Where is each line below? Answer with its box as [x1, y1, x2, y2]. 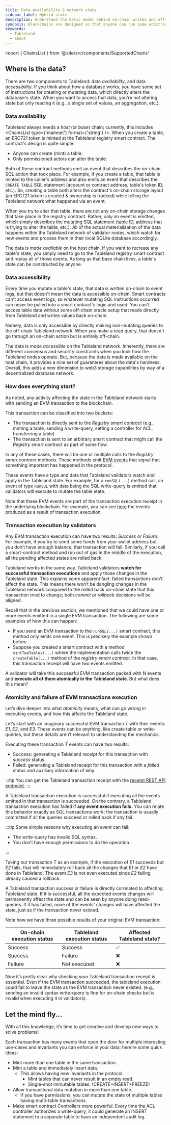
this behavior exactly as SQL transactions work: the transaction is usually [5, 809, 159, 815]
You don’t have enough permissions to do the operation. [12, 840, 131, 846]
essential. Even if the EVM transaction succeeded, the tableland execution [5, 979, 161, 985]
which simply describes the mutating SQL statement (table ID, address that [5, 219, 162, 225]
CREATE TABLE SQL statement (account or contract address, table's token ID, [5, 181, 164, 188]
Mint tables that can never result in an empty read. [27, 1076, 134, 1082]
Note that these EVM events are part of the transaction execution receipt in [5, 498, 163, 504]
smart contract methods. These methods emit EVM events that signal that [5, 457, 160, 463]
